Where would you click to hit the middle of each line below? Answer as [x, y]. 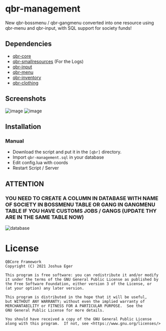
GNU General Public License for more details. [55, 310]
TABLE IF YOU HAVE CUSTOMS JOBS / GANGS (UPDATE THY [81, 211]
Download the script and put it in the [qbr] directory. [67, 152]
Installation [23, 126]
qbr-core [22, 56]
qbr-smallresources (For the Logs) [48, 61]
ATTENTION [25, 184]
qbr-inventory [27, 77]
